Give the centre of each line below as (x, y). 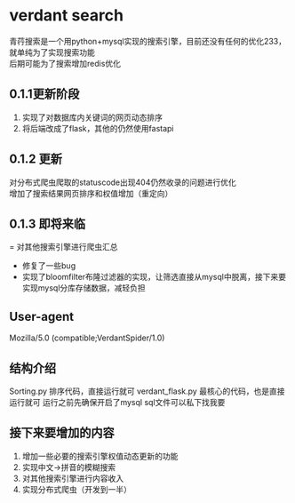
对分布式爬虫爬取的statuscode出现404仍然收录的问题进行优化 (123, 182)
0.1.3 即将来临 (48, 224)
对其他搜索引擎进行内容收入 (73, 478)
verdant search (67, 16)
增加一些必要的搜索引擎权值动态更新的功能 (100, 456)
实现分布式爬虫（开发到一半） (76, 489)
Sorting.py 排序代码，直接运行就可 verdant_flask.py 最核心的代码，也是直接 (147, 391)
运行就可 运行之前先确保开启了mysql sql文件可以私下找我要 (117, 402)
